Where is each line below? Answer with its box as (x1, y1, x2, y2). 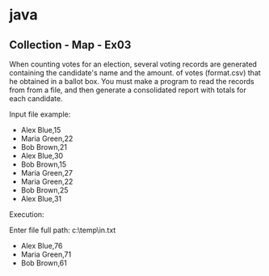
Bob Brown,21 (20, 142, 68, 151)
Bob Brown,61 (20, 258, 67, 268)
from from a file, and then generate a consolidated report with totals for (9, 85, 247, 95)
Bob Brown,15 (20, 159, 67, 169)
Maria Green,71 (20, 249, 72, 259)
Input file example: (9, 109, 71, 119)
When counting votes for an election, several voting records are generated (9, 59, 258, 69)
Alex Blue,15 (20, 125, 61, 134)
